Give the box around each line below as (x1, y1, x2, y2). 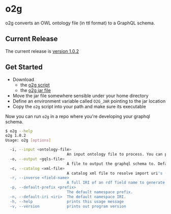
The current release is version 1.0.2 (5, 48, 79, 54)
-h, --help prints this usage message (10, 199, 124, 204)
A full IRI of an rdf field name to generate (67, 180, 165, 186)
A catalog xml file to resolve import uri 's (67, 171, 163, 176)
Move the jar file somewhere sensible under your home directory (12, 93, 149, 99)
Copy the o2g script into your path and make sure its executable (12, 103, 146, 109)
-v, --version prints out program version (10, 204, 126, 209)
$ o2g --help (5, 128, 33, 134)
